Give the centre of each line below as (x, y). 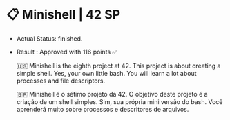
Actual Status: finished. (49, 38)
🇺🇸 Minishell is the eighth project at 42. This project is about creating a (118, 66)
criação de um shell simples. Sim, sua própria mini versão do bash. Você (119, 101)
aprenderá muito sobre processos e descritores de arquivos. (103, 109)
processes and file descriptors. (60, 81)
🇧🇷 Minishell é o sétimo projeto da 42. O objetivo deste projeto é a (112, 94)
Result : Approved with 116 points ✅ (67, 52)
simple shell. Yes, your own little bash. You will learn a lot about (107, 73)
